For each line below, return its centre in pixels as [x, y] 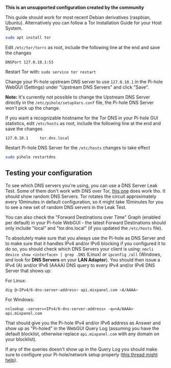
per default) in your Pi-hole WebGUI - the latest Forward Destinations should [86, 222]
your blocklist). [21, 339]
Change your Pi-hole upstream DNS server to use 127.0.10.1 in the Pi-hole [84, 81]
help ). [11, 360]
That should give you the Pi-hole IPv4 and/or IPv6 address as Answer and [83, 323]
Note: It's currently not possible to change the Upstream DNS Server [78, 97]
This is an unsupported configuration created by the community [75, 7]
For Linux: [16, 280]
